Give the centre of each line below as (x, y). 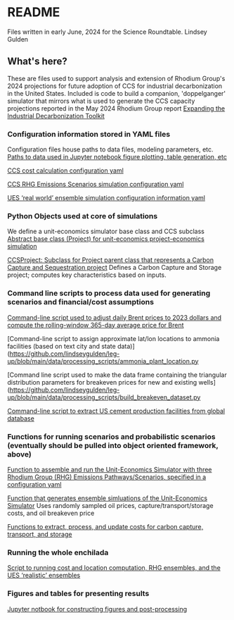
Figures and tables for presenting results (78, 594)
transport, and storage (40, 534)
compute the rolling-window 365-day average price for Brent (96, 325)
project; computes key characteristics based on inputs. (87, 275)
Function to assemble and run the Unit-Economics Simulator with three (110, 469)
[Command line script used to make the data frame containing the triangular (117, 375)
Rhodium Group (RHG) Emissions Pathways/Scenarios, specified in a (107, 477)
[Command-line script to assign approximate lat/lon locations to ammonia (113, 338)
